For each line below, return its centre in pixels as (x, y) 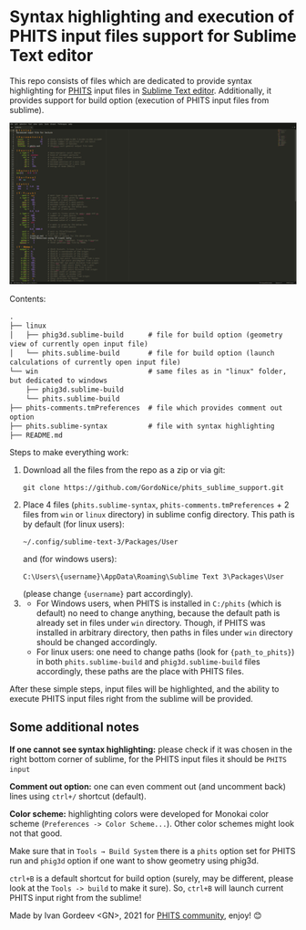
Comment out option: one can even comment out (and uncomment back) (148, 786)
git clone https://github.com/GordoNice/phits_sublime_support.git (153, 487)
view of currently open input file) (79, 344)
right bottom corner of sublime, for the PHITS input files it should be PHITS (148, 758)
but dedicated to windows (58, 381)
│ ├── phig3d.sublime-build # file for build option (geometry (146, 335)
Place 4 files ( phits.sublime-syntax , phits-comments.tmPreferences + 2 (156, 505)
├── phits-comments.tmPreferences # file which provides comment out (146, 408)
